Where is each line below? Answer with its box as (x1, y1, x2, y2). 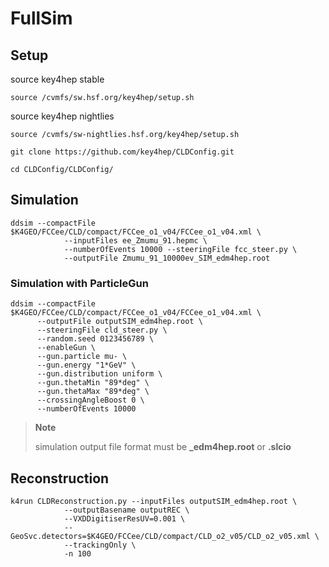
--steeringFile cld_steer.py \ (36, 325, 168, 336)
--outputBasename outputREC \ (63, 505, 190, 515)
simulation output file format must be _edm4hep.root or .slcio (34, 441, 292, 453)
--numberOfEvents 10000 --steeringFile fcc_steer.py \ (63, 244, 298, 254)
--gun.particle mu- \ (36, 352, 128, 362)
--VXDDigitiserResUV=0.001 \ (63, 513, 186, 524)
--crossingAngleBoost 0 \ (36, 395, 145, 406)
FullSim (10, 7, 73, 30)
